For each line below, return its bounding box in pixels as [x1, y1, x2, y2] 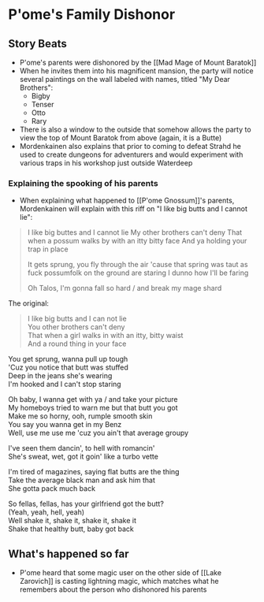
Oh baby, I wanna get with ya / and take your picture [8, 395, 178, 404]
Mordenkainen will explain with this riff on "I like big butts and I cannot [19, 204, 248, 214]
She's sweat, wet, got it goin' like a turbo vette [8, 451, 159, 462]
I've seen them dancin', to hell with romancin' [8, 444, 155, 453]
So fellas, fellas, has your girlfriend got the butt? [8, 499, 164, 509]
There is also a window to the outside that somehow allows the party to [19, 124, 251, 134]
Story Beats [8, 37, 67, 50]
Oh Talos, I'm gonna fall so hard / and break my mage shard [27, 284, 222, 293]
